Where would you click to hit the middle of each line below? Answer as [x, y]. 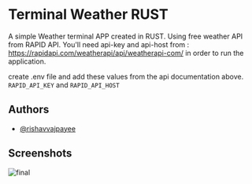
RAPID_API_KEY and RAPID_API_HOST [64, 85]
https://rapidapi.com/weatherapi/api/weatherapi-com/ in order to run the [126, 53]
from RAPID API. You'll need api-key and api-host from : [99, 44]
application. [27, 61]
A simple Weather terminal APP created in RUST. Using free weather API [126, 36]
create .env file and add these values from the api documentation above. [126, 76]
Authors [29, 110]
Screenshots [40, 154]
